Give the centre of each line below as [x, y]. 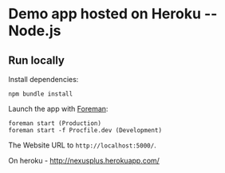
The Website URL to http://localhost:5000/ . [83, 145]
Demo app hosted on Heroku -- [113, 14]
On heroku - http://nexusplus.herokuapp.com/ [84, 161]
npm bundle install [41, 94]
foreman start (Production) [55, 124]
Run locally [37, 60]
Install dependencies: [43, 79]
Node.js [35, 31]
